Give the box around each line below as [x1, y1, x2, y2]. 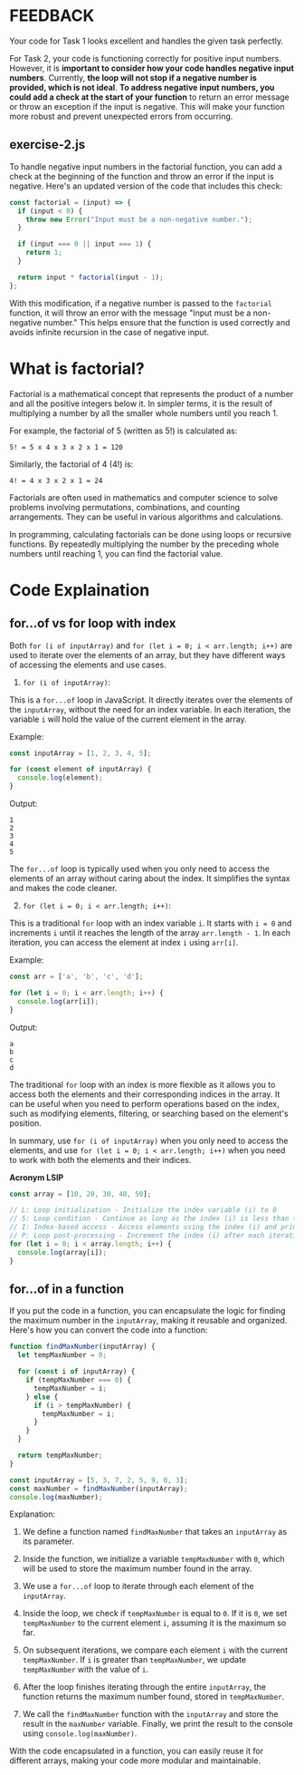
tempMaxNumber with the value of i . [22, 1664, 149, 1675]
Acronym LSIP [9, 1171, 64, 1183]
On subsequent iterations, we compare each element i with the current [22, 1644, 288, 1655]
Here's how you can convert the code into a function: [9, 1324, 208, 1335]
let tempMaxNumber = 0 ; [17, 1351, 107, 1360]
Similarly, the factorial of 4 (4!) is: [9, 459, 134, 470]
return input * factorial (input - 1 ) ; [17, 273, 165, 282]
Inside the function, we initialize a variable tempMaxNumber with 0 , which [22, 1554, 285, 1565]
